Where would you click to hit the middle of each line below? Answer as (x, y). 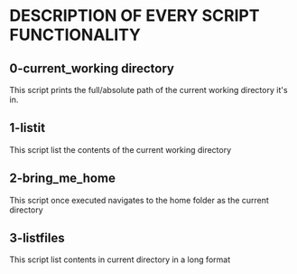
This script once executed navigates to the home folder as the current (139, 200)
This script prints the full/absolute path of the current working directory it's (148, 90)
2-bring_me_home (62, 179)
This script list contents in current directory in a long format (120, 260)
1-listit (28, 128)
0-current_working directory (92, 68)
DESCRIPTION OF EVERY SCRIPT (135, 16)
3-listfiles (37, 238)
